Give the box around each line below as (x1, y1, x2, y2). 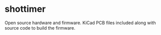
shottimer (4, 3, 46, 15)
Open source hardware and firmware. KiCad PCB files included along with (4, 20, 156, 26)
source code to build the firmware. (4, 25, 76, 31)
